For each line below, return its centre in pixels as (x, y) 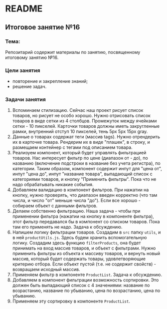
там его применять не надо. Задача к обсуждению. (67, 227)
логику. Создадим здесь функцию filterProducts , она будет (77, 243)
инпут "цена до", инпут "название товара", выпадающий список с (83, 174)
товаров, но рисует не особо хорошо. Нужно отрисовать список (82, 116)
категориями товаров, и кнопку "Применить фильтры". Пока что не (84, 179)
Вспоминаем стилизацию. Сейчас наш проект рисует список (78, 110)
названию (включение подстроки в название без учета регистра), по (86, 163)
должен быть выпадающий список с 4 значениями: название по (81, 286)
